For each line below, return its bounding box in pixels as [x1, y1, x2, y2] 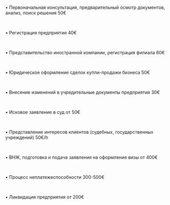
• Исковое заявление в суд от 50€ [5, 109, 81, 115]
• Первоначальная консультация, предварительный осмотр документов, [5, 5, 165, 10]
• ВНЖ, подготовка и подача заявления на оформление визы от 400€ [5, 154, 158, 160]
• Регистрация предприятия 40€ [5, 30, 77, 35]
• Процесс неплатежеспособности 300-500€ [5, 174, 105, 180]
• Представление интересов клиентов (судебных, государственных [5, 129, 154, 135]
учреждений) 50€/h [5, 134, 48, 140]
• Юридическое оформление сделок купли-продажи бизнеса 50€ [5, 69, 150, 75]
